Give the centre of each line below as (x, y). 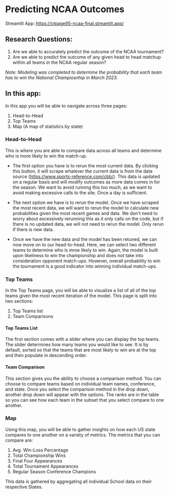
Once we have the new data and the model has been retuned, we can (85, 239)
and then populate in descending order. (46, 356)
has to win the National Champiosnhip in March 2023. (62, 78)
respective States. (24, 487)
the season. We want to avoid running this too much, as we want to (82, 187)
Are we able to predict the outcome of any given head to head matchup (87, 57)
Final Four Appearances (37, 461)
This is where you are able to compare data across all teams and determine (83, 150)
